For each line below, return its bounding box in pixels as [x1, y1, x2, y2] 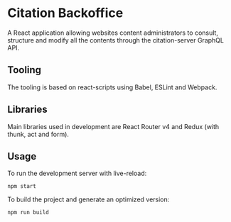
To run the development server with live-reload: [7, 169, 147, 178]
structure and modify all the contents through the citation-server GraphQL [7, 35, 224, 44]
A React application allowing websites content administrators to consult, [7, 28, 219, 37]
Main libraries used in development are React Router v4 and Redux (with [7, 122, 220, 131]
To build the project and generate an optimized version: [7, 195, 170, 204]
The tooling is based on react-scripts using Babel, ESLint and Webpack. [7, 83, 217, 91]
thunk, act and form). [7, 130, 70, 138]
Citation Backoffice [7, 5, 124, 21]
